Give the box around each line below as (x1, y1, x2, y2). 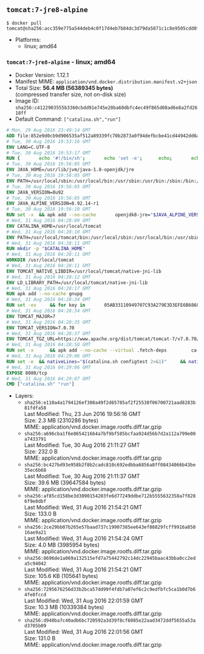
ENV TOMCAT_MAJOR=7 (6, 313, 56, 319)
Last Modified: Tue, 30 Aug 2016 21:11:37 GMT (24, 472, 140, 480)
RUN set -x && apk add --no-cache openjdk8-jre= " (6, 212, 154, 218)
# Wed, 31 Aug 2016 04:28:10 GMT (6, 228, 91, 235)
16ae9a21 (24, 530, 47, 536)
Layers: (15, 392, 34, 400)
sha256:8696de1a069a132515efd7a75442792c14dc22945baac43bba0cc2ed (24, 556, 196, 562)
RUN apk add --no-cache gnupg (6, 291, 83, 297)
